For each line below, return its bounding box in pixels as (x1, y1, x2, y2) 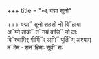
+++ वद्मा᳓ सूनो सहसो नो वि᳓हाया (7, 21, 81, 28)
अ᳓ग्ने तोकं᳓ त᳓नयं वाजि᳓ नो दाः (7, 28, 78, 36)
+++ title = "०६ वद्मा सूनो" (7, 7, 72, 14)
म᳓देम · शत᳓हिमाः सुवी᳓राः (7, 43, 63, 51)
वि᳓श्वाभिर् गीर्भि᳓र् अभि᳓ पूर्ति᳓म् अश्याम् (7, 36, 91, 44)
